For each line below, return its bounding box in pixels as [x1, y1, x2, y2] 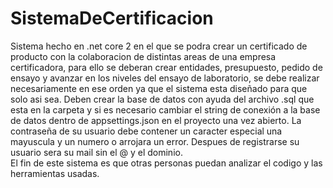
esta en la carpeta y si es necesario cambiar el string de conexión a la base [10, 103, 321, 116]
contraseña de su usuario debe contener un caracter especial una [10, 125, 283, 137]
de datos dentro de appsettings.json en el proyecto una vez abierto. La [10, 114, 302, 126]
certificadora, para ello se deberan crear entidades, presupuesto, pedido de [10, 61, 323, 73]
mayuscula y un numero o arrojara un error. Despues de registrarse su [10, 135, 300, 147]
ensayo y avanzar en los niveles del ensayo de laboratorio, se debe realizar [10, 72, 320, 84]
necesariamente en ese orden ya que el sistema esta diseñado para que [10, 82, 308, 94]
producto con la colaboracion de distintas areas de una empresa [10, 50, 277, 62]
